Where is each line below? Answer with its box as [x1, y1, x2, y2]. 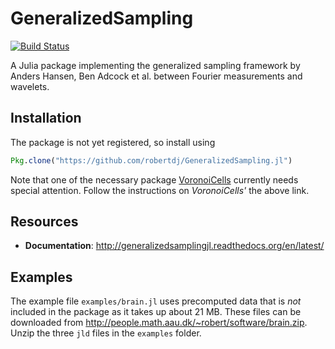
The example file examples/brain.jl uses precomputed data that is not [10, 295, 302, 307]
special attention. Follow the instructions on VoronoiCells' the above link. [10, 184, 310, 196]
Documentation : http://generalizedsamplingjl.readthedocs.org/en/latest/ [24, 240, 325, 252]
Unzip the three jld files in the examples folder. [10, 327, 202, 339]
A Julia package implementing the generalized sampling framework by [10, 59, 301, 71]
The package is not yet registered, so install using [10, 136, 216, 148]
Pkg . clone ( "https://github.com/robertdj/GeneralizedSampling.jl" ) [10, 155, 293, 166]
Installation [10, 110, 82, 127]
